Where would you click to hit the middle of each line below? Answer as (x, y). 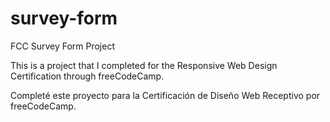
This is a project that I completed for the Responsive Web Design (144, 65)
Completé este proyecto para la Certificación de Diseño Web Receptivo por (165, 95)
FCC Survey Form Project (62, 46)
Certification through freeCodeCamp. (87, 76)
